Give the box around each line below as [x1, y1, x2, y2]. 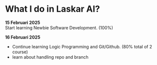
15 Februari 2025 [5, 20, 41, 25]
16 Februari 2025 [5, 34, 41, 40]
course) [12, 49, 28, 55]
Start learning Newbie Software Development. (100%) [5, 24, 113, 30]
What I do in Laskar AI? [5, 3, 100, 15]
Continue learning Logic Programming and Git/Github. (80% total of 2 [12, 43, 153, 49]
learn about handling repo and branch [12, 54, 89, 60]
